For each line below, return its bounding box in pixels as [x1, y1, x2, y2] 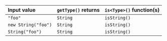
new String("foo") [8, 22, 52, 27]
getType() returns [57, 7, 100, 13]
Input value [8, 7, 36, 13]
